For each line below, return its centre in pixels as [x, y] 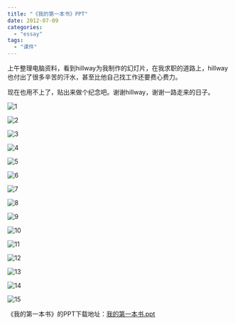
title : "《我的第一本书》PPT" [48, 14]
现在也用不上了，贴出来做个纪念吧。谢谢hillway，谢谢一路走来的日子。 [111, 92]
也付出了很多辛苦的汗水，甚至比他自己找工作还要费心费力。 [94, 77]
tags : [15, 41]
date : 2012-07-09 [33, 21]
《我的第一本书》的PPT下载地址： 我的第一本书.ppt [81, 314]
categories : [25, 27]
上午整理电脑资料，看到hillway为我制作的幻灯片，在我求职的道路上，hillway [118, 68]
